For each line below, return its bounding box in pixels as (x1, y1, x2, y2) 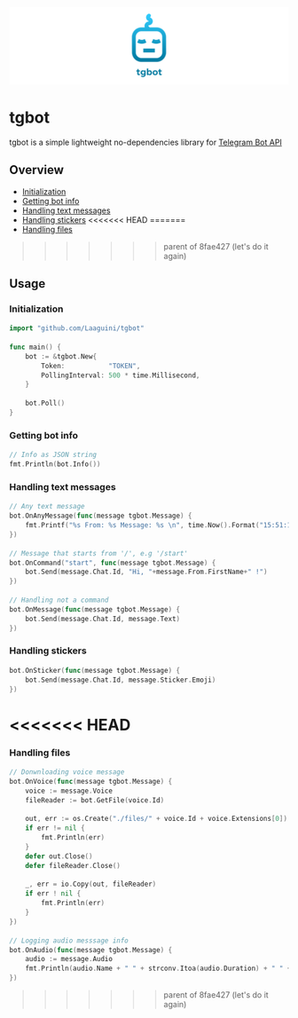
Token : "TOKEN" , (41, 361, 141, 370)
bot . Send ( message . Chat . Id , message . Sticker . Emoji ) (25, 675, 216, 684)
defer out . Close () (25, 851, 93, 861)
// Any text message (9, 502, 86, 511)
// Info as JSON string (9, 451, 98, 460)
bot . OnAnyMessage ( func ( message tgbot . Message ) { (9, 511, 192, 521)
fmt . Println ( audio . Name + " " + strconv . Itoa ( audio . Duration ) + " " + (25, 964, 292, 974)
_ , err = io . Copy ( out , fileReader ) (25, 880, 157, 889)
